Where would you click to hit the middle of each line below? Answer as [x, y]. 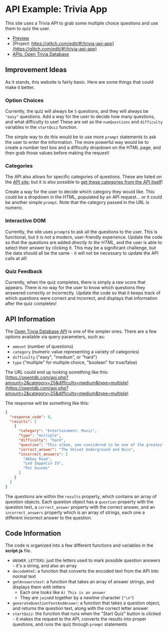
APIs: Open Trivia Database [40, 54]
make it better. [20, 87]
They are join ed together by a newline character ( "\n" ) [77, 598]
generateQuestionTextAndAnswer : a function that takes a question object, [86, 603]
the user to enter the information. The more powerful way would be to [77, 142]
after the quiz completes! [31, 303]
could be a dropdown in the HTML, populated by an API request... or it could [84, 197]
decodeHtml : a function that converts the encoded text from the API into [85, 571]
